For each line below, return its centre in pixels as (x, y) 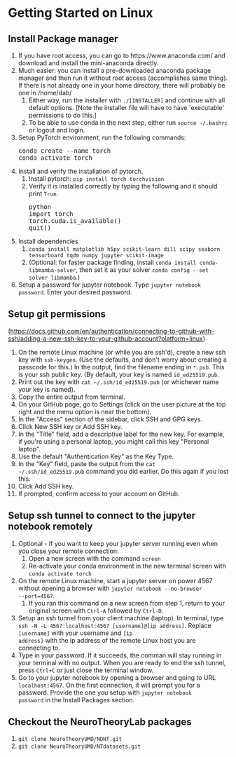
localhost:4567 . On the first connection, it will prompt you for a (109, 685)
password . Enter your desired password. (75, 292)
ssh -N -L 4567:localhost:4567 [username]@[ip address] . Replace (115, 625)
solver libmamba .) (54, 277)
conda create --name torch (64, 151)
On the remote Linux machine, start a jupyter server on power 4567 (115, 580)
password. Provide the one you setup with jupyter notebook (105, 693)
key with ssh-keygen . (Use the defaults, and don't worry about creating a (122, 360)
